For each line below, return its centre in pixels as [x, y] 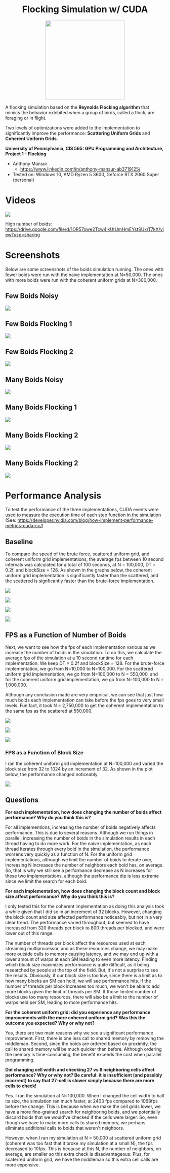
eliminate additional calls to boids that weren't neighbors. [65, 1128]
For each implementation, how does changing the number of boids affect [83, 812]
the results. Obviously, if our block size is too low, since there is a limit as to [84, 976]
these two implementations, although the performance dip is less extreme [82, 876]
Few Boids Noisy [32, 296]
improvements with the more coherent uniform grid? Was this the [75, 1018]
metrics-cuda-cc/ [24, 526]
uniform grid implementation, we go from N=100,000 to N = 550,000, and [82, 674]
